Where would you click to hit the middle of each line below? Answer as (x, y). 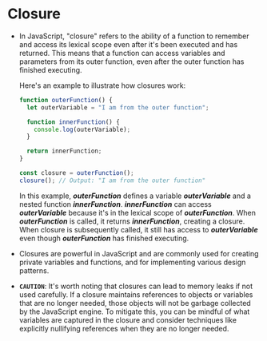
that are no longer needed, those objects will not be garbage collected (135, 303)
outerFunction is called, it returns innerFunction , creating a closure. (132, 221)
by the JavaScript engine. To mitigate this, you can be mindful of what (134, 311)
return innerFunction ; (64, 151)
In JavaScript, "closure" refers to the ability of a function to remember (134, 36)
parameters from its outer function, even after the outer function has (132, 61)
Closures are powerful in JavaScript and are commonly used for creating (139, 253)
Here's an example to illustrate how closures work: (102, 85)
